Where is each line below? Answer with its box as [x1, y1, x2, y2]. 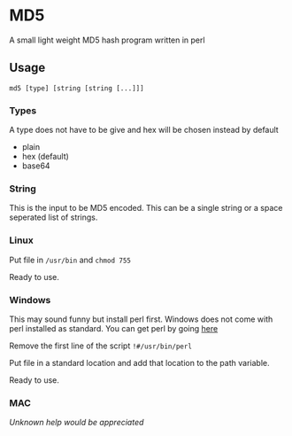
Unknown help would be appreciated [9, 417, 144, 428]
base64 [21, 160, 50, 171]
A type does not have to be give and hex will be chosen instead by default [9, 125, 279, 136]
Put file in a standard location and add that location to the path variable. [9, 357, 270, 368]
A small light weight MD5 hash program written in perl [9, 35, 205, 45]
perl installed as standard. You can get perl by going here [9, 323, 219, 333]
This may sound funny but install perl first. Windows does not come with [9, 314, 273, 324]
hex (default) [21, 152, 69, 162]
